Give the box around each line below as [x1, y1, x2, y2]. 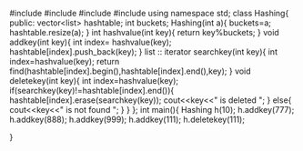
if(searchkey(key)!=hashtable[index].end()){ [9, 86, 175, 96]
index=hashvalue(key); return [9, 56, 120, 66]
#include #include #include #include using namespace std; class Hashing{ [9, 8, 289, 18]
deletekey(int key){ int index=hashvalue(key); [9, 75, 179, 86]
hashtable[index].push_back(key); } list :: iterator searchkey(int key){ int [9, 46, 278, 57]
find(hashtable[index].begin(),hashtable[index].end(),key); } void [9, 65, 252, 76]
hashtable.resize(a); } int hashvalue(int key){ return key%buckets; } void [9, 27, 279, 37]
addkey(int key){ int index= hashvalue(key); [9, 36, 172, 47]
